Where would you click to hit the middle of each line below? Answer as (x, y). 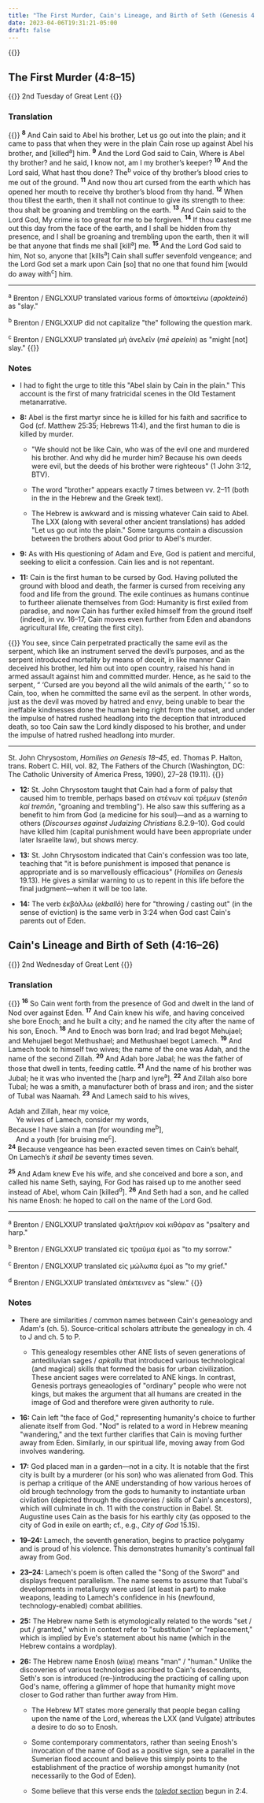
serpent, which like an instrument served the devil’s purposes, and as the (126, 651)
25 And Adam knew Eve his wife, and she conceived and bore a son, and (126, 1173)
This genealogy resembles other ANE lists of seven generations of (138, 1351)
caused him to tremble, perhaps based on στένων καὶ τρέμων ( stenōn (133, 797)
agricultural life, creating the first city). (81, 627)
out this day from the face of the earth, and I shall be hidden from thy (120, 228)
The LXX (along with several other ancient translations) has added (138, 522)
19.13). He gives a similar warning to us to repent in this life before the (132, 880)
